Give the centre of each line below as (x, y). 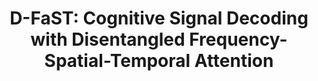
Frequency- (238, 39)
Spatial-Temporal (117, 61)
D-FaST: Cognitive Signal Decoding (159, 18)
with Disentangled (108, 39)
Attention (234, 61)
